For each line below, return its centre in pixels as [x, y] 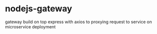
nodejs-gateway [39, 9]
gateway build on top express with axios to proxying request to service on [78, 22]
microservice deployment [30, 26]
